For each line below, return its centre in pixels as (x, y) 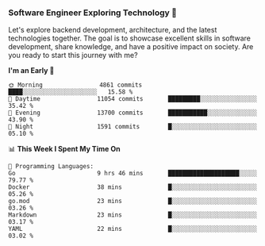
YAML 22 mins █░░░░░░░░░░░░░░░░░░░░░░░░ (133, 229)
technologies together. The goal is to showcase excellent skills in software (130, 38)
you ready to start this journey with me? (73, 56)
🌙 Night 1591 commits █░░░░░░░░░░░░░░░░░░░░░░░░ (133, 127)
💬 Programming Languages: (51, 167)
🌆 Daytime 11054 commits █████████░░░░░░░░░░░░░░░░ (133, 99)
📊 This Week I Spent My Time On (64, 149)
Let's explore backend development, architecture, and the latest (113, 30)
